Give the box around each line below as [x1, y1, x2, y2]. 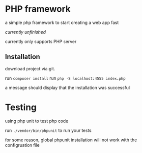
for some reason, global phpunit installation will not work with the [5, 137, 137, 143]
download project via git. [5, 66, 56, 71]
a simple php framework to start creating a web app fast [5, 20, 119, 25]
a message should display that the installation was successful [5, 85, 130, 90]
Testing [5, 102, 37, 113]
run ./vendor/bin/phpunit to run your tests [5, 127, 92, 133]
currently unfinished [5, 29, 46, 35]
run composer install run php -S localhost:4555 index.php [5, 75, 126, 81]
